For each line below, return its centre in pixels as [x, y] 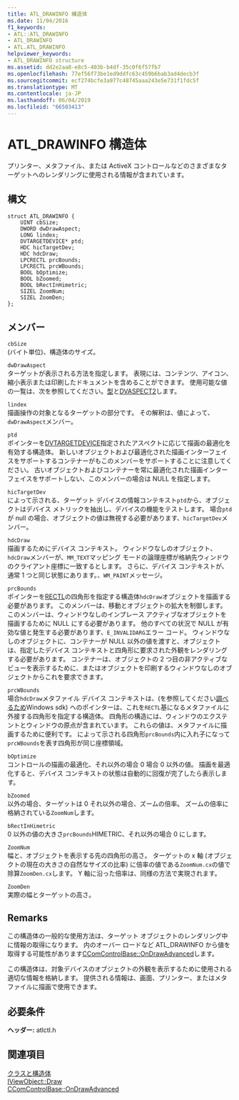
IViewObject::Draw [35, 1081]
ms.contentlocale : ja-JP [44, 94]
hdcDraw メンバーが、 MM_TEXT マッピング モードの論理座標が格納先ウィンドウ [118, 557]
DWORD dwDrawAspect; [51, 229]
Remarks [28, 917]
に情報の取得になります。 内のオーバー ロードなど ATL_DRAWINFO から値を [119, 945]
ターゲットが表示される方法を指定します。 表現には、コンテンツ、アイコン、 [120, 374]
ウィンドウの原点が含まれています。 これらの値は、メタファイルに [123, 725]
